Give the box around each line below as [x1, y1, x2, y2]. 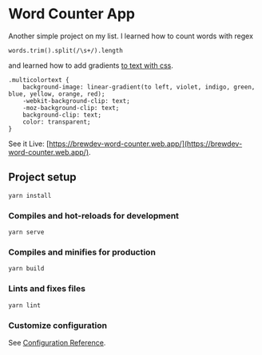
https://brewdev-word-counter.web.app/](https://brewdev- [49, 139, 243, 148]
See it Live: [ [8, 139, 50, 148]
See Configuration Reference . [8, 337, 106, 347]
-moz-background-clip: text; [22, 104, 120, 112]
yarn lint [8, 301, 42, 310]
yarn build [8, 265, 45, 273]
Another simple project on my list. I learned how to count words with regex [8, 31, 254, 41]
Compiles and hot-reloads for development [8, 210, 180, 221]
